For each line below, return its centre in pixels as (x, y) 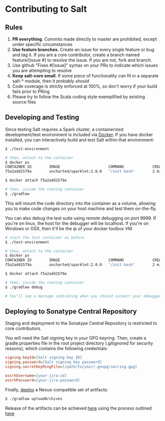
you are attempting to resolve (42, 70)
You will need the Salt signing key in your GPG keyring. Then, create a (76, 338)
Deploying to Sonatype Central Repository (71, 311)
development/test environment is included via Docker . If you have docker (79, 135)
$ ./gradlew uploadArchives (34, 399)
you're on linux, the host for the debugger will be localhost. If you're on (77, 223)
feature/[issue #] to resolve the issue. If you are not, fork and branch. (82, 60)
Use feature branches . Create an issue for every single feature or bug (83, 50)
